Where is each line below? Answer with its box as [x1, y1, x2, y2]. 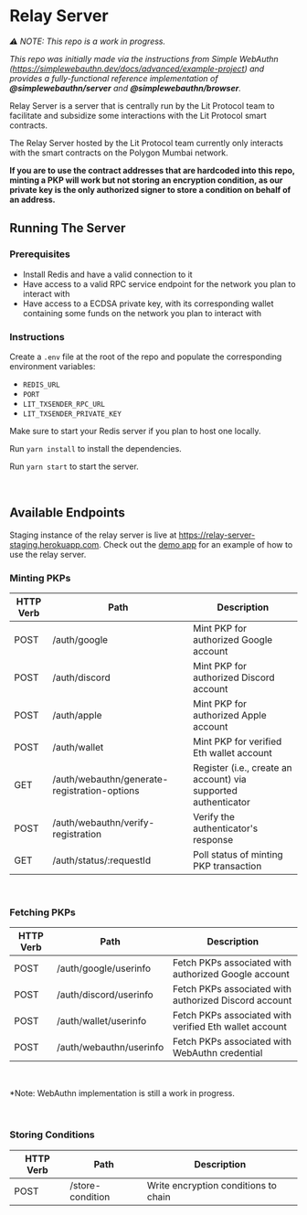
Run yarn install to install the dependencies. [9, 442, 183, 453]
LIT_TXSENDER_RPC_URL [22, 400, 105, 409]
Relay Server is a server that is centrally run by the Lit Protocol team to [9, 100, 275, 111]
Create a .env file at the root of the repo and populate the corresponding [9, 351, 282, 362]
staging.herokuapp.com [9, 538, 100, 549]
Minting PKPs [9, 571, 71, 584]
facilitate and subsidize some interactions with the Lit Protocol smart [9, 110, 267, 121]
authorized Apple [193, 709, 267, 722]
